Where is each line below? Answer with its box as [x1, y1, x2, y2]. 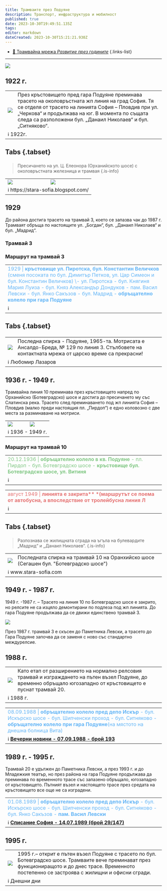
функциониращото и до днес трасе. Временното [17, 863, 135, 870]
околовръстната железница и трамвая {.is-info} [17, 168, 119, 174]
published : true [5, 16, 39, 21]
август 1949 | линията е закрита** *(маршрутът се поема [7, 491, 155, 498]
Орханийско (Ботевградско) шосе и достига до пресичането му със [5, 394, 150, 400]
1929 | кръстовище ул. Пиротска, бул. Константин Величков [7, 266, 159, 272]
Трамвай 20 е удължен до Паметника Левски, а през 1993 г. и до [5, 766, 144, 772]
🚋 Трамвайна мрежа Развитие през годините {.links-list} [12, 48, 132, 55]
